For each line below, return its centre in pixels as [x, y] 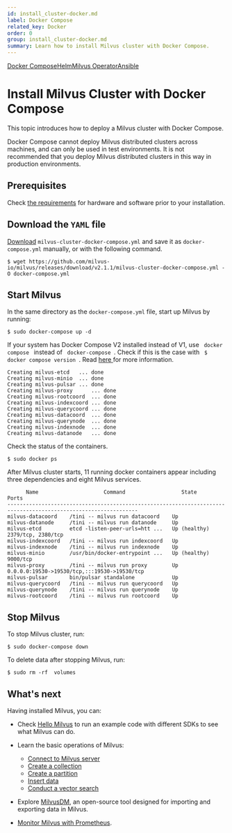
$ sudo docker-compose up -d [49, 332]
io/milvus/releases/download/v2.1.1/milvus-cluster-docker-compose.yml [113, 268]
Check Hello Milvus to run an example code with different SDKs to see [118, 724]
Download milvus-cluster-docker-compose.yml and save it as [94, 241]
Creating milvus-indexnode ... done [62, 427]
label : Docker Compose [40, 20]
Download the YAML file [57, 225]
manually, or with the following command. [102, 249]
